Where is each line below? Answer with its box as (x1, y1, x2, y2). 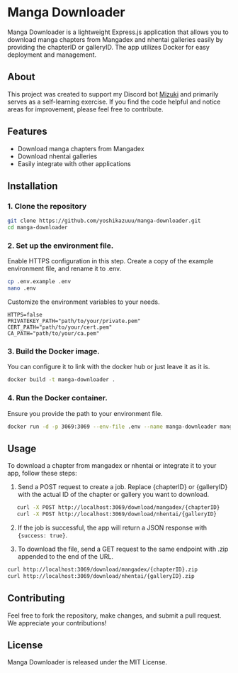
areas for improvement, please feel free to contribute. (7, 104, 164, 114)
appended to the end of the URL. (17, 552, 114, 561)
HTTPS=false (7, 312, 42, 319)
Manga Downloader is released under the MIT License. (7, 658, 168, 667)
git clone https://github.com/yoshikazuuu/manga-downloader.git (7, 217, 201, 224)
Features (7, 126, 47, 138)
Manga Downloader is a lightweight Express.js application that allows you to (7, 28, 229, 36)
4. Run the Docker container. (7, 393, 108, 403)
